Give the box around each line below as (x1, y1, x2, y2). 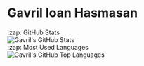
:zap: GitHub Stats (7, 28, 60, 37)
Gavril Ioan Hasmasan (7, 5, 138, 21)
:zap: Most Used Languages (7, 43, 89, 51)
